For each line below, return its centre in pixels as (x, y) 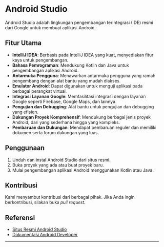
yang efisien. (25, 112)
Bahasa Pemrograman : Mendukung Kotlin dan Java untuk (71, 65)
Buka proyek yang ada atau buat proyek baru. (58, 165)
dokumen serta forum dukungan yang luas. (55, 132)
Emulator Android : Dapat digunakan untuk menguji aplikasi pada (77, 86)
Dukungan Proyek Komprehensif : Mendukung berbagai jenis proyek (82, 117)
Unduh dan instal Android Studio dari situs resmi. (61, 160)
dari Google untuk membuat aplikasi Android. (51, 27)
